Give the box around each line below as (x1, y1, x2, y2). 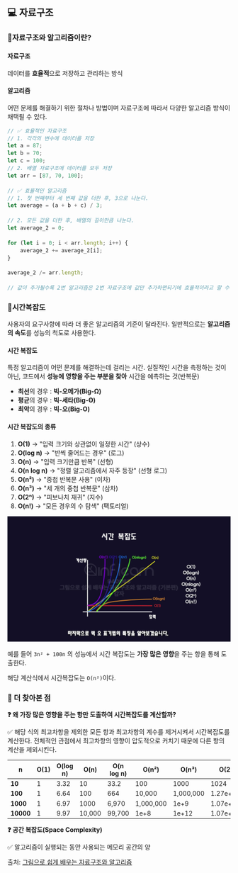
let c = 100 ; (7, 157, 46, 164)
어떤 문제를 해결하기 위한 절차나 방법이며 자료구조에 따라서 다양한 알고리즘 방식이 (7, 103, 231, 112)
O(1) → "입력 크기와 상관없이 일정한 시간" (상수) (17, 439, 150, 448)
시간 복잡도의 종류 (7, 422, 57, 431)
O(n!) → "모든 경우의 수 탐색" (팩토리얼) (17, 502, 129, 510)
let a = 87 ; (7, 142, 42, 150)
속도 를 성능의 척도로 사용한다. (14, 329, 96, 337)
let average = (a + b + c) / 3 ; (7, 202, 103, 209)
